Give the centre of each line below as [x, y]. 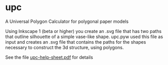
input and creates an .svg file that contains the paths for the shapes [76, 42]
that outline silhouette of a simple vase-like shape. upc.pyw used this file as [84, 37]
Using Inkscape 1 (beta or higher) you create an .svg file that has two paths [83, 31]
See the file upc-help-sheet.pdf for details [49, 57]
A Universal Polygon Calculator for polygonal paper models [67, 21]
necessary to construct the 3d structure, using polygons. [65, 47]
